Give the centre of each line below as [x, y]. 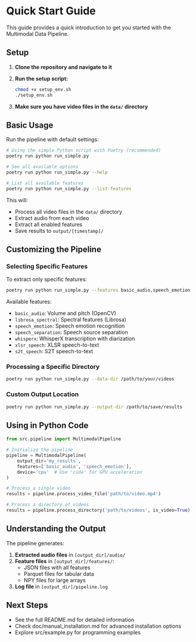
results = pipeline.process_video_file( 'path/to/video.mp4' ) [84, 494]
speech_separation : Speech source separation [71, 332]
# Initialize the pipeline [40, 450]
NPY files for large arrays [55, 580]
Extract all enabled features [49, 224]
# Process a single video [38, 488]
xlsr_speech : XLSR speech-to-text [57, 345]
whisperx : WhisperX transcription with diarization [75, 339]
